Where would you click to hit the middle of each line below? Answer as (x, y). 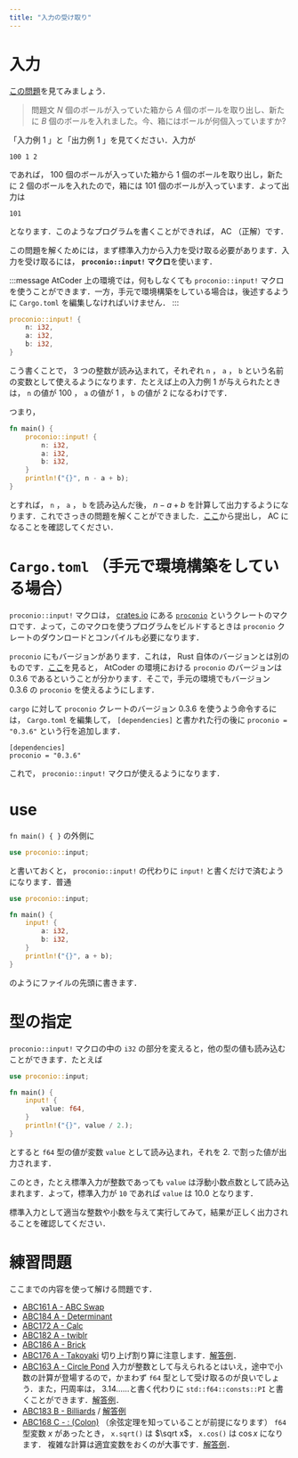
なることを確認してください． (64, 527)
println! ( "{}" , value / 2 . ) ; (79, 1126)
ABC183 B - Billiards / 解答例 (74, 1411)
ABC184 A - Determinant (67, 1316)
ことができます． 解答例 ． (77, 1399)
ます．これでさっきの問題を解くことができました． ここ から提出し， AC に (153, 516)
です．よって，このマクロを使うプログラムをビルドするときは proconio (146, 626)
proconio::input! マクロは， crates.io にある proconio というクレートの (141, 615)
